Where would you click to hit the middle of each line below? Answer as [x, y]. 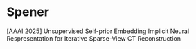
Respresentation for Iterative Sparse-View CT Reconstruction [94, 38]
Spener [28, 12]
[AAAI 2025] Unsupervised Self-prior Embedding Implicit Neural [98, 31]
